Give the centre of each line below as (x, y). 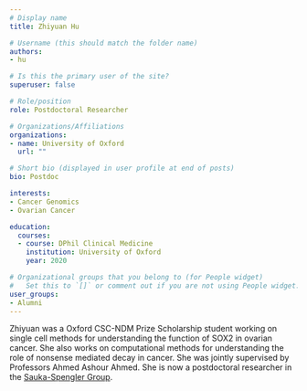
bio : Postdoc (34, 177)
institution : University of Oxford (94, 252)
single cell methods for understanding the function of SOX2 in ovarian (141, 338)
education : (30, 227)
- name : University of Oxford (67, 143)
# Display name (38, 18)
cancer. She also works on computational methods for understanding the (147, 348)
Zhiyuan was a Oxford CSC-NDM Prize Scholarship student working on (143, 329)
